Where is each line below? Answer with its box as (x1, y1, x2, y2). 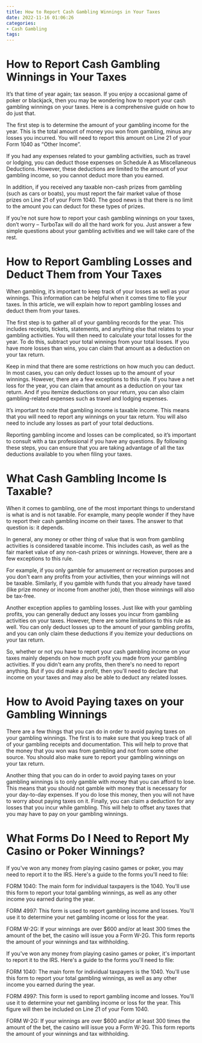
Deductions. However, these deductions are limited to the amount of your (6, 165, 188, 173)
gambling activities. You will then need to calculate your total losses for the (6, 332, 192, 339)
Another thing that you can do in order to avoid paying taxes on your (6, 771, 176, 778)
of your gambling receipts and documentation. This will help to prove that (6, 740, 189, 748)
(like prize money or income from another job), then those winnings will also (6, 585, 195, 593)
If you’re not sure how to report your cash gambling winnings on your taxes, (6, 214, 195, 222)
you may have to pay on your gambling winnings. (6, 810, 128, 817)
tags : (6, 31, 20, 38)
